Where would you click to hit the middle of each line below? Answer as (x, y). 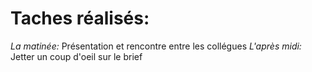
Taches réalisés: (80, 18)
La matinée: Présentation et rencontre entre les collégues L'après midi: (156, 46)
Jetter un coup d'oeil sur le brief (76, 56)
